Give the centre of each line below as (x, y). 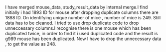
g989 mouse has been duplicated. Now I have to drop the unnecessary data (83, 39)
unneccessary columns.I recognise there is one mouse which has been (78, 28)
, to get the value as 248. (31, 44)
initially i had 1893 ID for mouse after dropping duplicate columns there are (82, 12)
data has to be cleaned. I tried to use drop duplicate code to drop (72, 23)
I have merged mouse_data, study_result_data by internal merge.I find (77, 7)
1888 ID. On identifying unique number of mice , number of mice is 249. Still (83, 18)
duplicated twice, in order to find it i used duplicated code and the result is (82, 33)
